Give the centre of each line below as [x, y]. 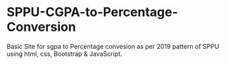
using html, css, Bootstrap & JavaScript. [64, 54]
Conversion [42, 27]
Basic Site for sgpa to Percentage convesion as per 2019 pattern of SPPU [113, 46]
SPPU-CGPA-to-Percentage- [93, 12]
